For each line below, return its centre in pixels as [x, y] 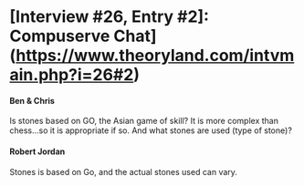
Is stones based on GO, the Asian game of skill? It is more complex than [144, 121]
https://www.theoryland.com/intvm [155, 56]
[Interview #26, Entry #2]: [110, 17]
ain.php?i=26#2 [72, 75]
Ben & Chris [32, 100]
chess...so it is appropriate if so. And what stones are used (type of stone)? [151, 130]
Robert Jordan [37, 151]
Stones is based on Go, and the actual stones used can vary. [123, 171]
